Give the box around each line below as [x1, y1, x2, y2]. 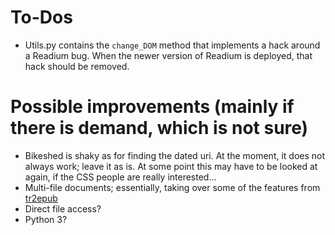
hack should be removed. [24, 60, 130, 72]
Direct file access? [24, 202, 102, 215]
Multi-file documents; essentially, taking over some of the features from [24, 181, 321, 193]
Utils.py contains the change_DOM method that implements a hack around [24, 39, 321, 51]
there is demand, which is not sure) [10, 117, 309, 140]
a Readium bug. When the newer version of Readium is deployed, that [24, 49, 313, 61]
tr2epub [24, 192, 58, 204]
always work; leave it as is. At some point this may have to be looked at [24, 160, 318, 172]
